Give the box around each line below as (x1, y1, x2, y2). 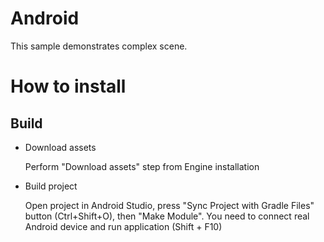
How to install (10, 75, 127, 98)
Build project (24, 180, 78, 192)
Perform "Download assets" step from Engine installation (24, 160, 260, 172)
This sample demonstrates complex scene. (10, 40, 188, 52)
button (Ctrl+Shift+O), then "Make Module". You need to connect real (24, 210, 310, 222)
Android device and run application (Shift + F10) (24, 220, 223, 232)
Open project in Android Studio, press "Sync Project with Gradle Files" (24, 199, 315, 211)
